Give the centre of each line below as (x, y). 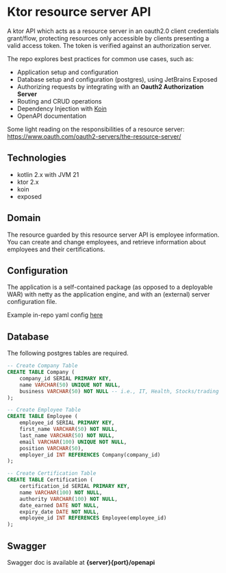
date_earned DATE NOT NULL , (59, 505)
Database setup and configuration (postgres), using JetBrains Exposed (117, 79)
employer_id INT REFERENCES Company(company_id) (90, 455)
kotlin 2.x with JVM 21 (48, 174)
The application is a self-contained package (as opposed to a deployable (110, 287)
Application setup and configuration (67, 72)
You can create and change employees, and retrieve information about (107, 242)
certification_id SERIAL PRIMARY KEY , (75, 487)
